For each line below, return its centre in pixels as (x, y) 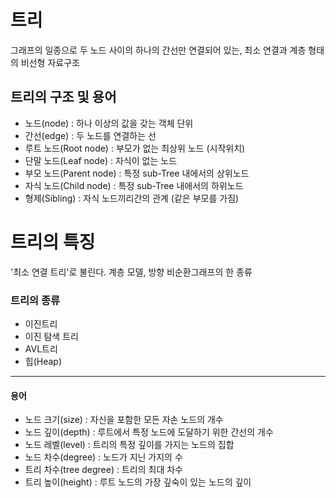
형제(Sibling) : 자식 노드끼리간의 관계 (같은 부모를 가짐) (132, 198)
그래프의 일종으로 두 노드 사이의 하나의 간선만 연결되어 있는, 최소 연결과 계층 (158, 50)
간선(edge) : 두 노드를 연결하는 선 (90, 135)
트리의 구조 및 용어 (63, 97)
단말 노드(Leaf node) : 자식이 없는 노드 (101, 160)
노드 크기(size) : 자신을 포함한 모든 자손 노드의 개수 (124, 420)
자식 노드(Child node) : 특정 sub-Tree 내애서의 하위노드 (134, 185)
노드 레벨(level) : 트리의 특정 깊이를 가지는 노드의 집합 (129, 445)
